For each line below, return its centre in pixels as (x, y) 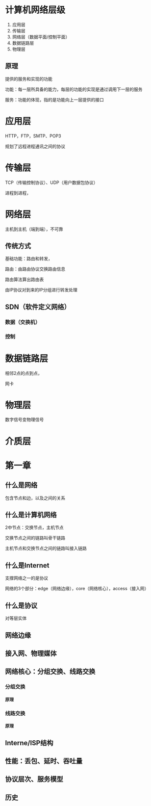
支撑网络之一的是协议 (26, 578)
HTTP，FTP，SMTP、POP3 (33, 136)
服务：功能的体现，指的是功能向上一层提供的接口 (54, 100)
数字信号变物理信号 (25, 419)
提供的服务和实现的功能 (29, 78)
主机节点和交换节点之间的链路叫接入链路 (46, 548)
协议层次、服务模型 (34, 779)
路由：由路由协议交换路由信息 (35, 269)
